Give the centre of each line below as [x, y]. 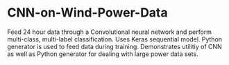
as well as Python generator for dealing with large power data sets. [103, 54]
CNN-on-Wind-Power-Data [87, 13]
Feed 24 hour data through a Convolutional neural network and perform [110, 32]
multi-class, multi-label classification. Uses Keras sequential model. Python [115, 39]
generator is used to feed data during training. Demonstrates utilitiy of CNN [114, 46]
